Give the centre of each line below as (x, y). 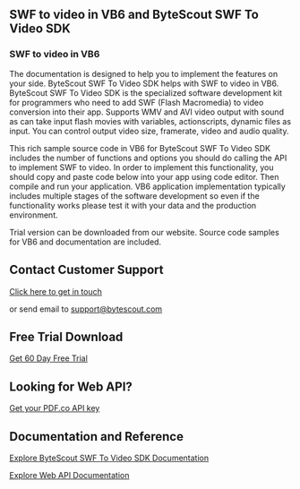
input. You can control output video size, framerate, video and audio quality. (149, 131)
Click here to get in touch (56, 291)
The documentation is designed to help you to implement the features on (144, 73)
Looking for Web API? (71, 386)
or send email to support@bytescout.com (86, 309)
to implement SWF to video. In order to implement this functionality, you (141, 167)
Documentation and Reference (96, 437)
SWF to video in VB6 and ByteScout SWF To (134, 15)
